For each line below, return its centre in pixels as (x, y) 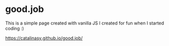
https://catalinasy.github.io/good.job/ (44, 38)
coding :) (15, 28)
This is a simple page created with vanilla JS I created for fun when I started (85, 23)
